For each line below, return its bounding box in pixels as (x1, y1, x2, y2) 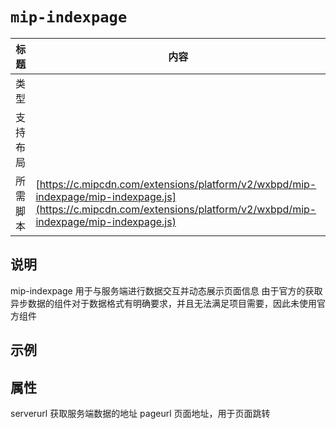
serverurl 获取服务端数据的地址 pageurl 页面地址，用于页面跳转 (10, 407, 271, 419)
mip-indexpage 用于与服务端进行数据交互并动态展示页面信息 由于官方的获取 (10, 284, 323, 297)
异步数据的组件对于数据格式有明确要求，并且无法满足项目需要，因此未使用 (10, 297, 317, 309)
